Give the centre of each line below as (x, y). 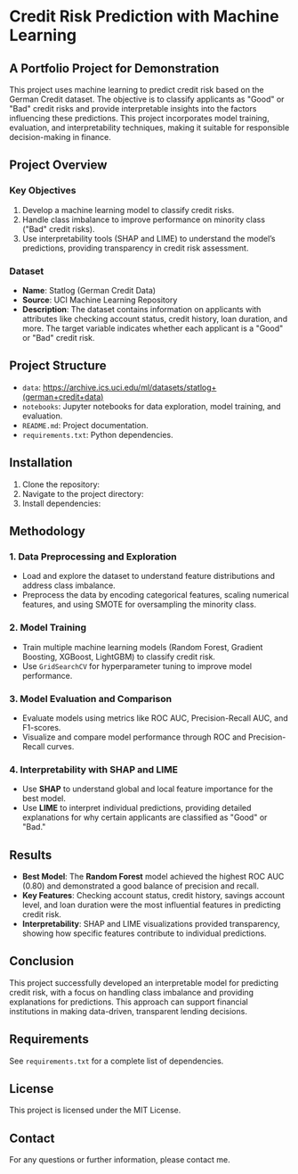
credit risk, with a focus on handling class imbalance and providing (132, 992)
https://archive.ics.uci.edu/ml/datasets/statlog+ (130, 387)
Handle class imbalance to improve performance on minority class (143, 219)
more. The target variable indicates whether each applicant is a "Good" (153, 328)
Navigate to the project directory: (83, 493)
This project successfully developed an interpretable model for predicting (144, 982)
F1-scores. (41, 727)
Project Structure (58, 366)
